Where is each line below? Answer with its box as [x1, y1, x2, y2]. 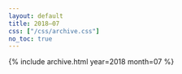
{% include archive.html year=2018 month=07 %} [8, 57, 175, 67]
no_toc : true [8, 34, 53, 43]
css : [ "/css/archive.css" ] [8, 27, 100, 35]
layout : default [8, 11, 63, 20]
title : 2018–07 [8, 20, 60, 28]
